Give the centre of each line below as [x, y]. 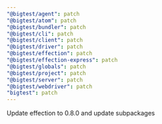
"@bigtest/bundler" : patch [46, 27]
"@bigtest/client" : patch [45, 40]
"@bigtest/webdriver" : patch [50, 86]
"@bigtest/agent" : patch [43, 14]
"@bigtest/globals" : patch [46, 67]
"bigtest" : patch [32, 93]
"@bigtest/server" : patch [45, 80]
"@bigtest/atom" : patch [42, 21]
